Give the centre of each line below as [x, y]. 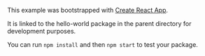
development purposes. [42, 31]
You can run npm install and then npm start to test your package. [102, 44]
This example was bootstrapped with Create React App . [88, 10]
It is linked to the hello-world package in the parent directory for [99, 23]
